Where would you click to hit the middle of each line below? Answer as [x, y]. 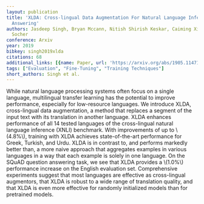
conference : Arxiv [29, 40]
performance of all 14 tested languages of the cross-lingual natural [90, 124]
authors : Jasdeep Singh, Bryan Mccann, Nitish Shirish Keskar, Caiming [99, 29]
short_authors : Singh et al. [43, 74]
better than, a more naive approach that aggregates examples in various [97, 149]
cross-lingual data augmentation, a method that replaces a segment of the [99, 110]
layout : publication [32, 12]
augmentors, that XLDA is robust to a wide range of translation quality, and [100, 182]
